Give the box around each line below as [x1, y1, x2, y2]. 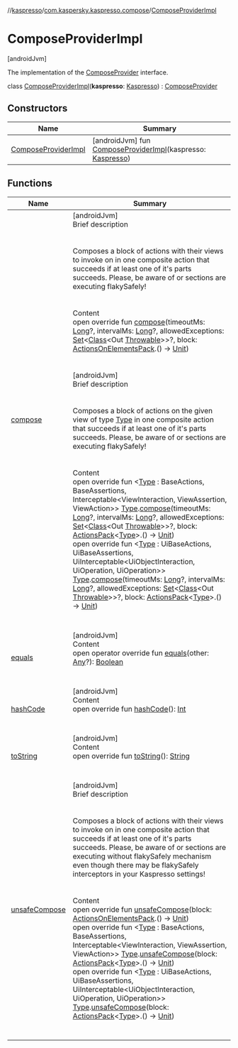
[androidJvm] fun [91, 135, 151, 145]
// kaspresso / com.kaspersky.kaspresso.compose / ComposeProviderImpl [7, 6, 217, 14]
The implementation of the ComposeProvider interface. [7, 67, 169, 77]
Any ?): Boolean [72, 657, 124, 667]
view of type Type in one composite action [72, 415, 215, 425]
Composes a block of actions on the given [72, 405, 213, 415]
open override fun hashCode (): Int [72, 704, 186, 714]
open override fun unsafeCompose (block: [72, 905, 212, 915]
